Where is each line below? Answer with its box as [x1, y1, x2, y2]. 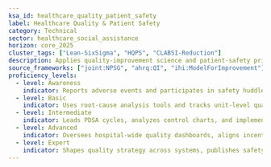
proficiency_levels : [8, 71, 78, 79]
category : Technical [8, 26, 78, 35]
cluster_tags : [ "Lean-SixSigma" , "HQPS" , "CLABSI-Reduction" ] [8, 49, 222, 57]
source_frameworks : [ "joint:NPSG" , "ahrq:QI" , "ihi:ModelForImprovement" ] [8, 64, 265, 72]
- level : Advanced [15, 124, 78, 132]
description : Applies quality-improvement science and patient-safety [8, 57, 251, 65]
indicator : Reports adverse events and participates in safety [23, 86, 240, 95]
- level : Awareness [15, 79, 81, 87]
